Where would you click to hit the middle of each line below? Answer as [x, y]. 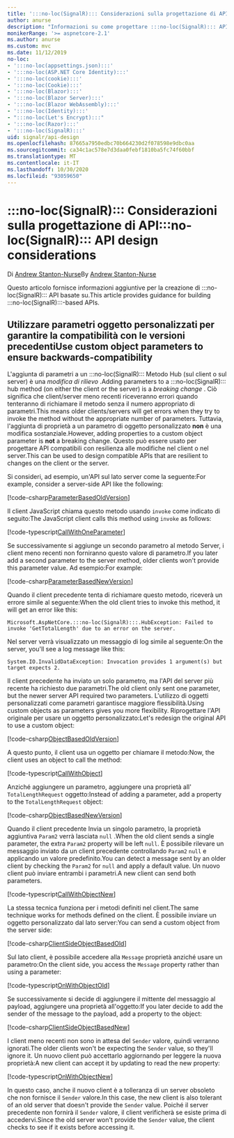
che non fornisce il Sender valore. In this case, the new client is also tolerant [115, 1098]
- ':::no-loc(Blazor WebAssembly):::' [63, 105]
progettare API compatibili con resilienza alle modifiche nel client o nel [108, 448]
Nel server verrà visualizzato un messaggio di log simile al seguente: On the [115, 642]
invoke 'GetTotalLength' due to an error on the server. [92, 629]
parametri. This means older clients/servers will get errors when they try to [114, 411]
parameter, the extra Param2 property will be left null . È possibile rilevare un [116, 844]
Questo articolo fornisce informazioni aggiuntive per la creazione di [104, 288]
